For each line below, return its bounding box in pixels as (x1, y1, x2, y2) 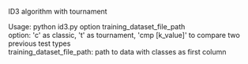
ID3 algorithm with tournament (8, 7, 108, 16)
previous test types (8, 39, 71, 48)
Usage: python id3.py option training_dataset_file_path (8, 22, 186, 31)
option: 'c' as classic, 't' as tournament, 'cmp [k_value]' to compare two (8, 31, 241, 40)
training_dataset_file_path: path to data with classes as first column (8, 47, 227, 56)
